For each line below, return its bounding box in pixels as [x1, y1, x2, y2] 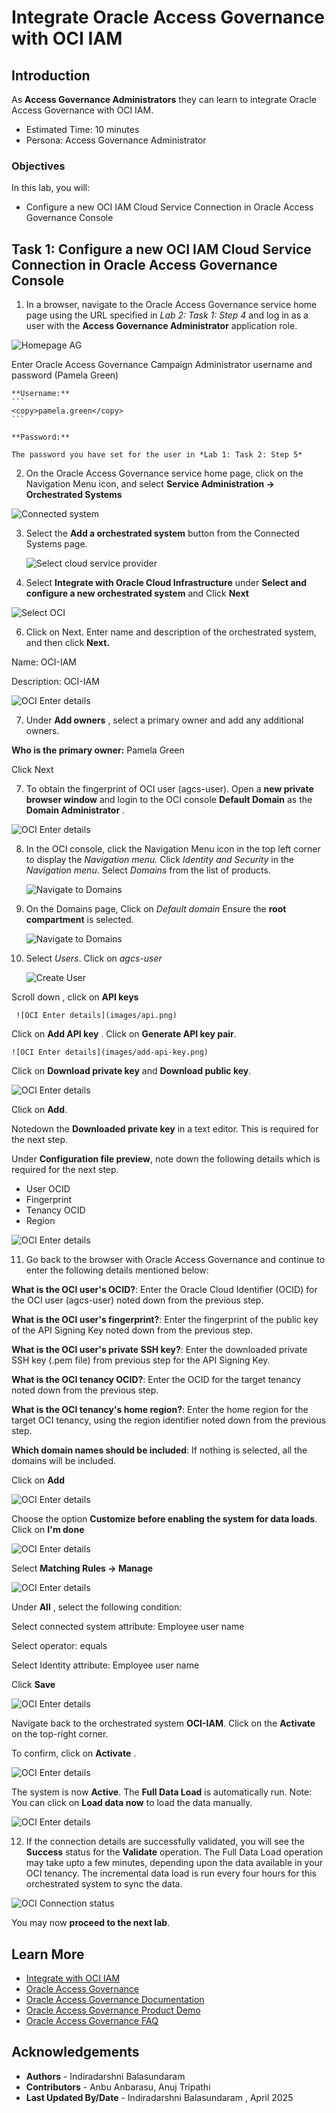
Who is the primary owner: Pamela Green [11, 744, 185, 756]
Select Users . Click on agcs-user [25, 952, 163, 965]
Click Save [11, 1679, 56, 1691]
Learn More [11, 1946, 85, 1963]
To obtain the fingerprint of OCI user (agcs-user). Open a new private [25, 783, 314, 795]
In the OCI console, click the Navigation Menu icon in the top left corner [25, 843, 321, 855]
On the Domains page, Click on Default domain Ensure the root [25, 903, 287, 915]
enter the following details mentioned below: [25, 1264, 209, 1276]
